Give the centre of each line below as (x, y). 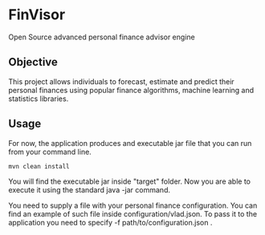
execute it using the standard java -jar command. (90, 190)
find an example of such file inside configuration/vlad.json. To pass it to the (133, 214)
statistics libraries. (39, 99)
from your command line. (50, 152)
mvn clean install (39, 166)
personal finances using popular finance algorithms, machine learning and (131, 90)
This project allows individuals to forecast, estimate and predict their (121, 81)
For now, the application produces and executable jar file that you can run (130, 143)
